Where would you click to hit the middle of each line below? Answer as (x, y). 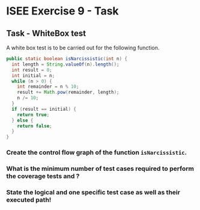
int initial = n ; (33, 76)
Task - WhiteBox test (46, 33)
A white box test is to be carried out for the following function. (83, 48)
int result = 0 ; (32, 70)
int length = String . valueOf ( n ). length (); (65, 64)
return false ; (35, 126)
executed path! (29, 200)
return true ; (33, 115)
